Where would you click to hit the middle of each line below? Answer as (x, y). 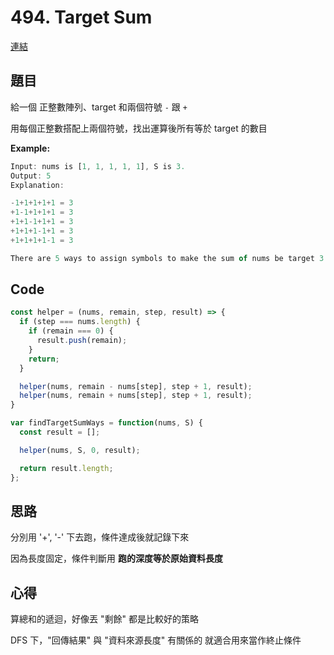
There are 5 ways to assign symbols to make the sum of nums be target (162, 258)
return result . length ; (66, 468)
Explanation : (37, 185)
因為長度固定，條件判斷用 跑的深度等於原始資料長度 (116, 558)
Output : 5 (31, 176)
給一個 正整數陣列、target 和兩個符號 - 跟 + (99, 107)
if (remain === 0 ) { (71, 331)
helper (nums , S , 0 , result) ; (80, 450)
